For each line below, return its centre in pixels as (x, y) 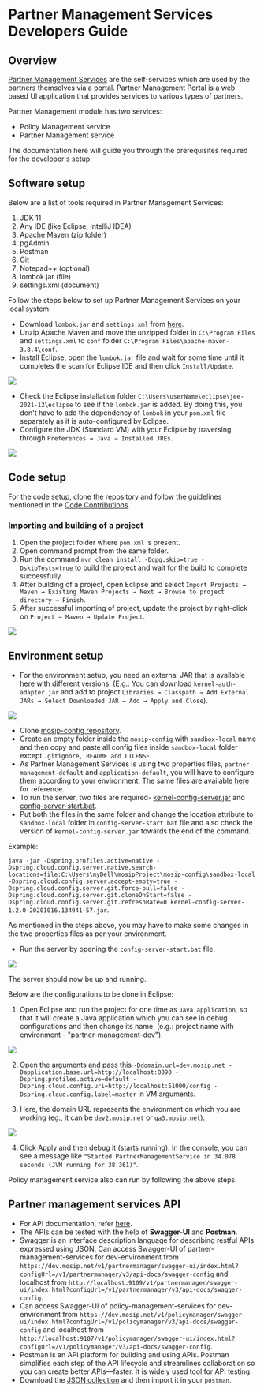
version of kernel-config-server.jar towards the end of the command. (135, 831)
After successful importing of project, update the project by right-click (134, 608)
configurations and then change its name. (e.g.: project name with (126, 1026)
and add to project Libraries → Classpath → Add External (155, 691)
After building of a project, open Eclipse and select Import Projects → (133, 584)
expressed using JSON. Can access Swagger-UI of (103, 1248)
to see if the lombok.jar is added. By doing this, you (158, 404)
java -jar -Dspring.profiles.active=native (81, 861)
